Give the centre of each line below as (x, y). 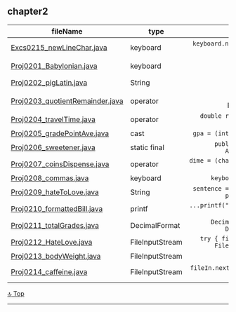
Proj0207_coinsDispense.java (60, 164)
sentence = (211, 188)
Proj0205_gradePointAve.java (60, 133)
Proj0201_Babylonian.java (54, 66)
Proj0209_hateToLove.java (55, 192)
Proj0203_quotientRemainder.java (67, 101)
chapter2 (28, 12)
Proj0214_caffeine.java (49, 271)
